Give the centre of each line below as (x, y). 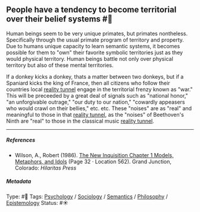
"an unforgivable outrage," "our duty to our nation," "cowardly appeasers (96, 102)
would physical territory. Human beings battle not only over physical (90, 58)
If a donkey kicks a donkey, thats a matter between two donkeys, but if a (95, 76)
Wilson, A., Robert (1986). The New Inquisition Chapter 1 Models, (94, 155)
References (21, 140)
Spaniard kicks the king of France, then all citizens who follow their (88, 83)
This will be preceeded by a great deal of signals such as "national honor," (97, 95)
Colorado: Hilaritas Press (46, 168)
